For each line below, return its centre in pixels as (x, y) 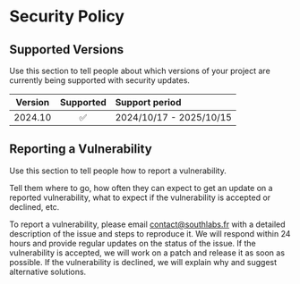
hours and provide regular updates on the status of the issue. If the (133, 243)
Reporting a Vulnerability (81, 149)
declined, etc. (34, 206)
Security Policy (67, 17)
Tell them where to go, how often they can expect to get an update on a (141, 188)
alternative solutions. (48, 271)
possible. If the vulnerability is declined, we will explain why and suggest (143, 262)
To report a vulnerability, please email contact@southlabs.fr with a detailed (147, 224)
